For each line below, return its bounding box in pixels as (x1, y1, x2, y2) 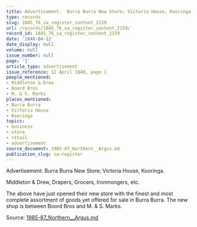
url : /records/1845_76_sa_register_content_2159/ (6, 25, 131, 31)
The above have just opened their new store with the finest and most (6, 190, 173, 198)
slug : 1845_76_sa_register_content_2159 (6, 19, 107, 25)
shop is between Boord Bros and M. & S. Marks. (6, 203, 123, 210)
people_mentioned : (6, 74, 51, 80)
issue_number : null (6, 52, 54, 58)
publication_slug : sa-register (6, 151, 83, 157)
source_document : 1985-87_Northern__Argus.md (6, 146, 120, 152)
